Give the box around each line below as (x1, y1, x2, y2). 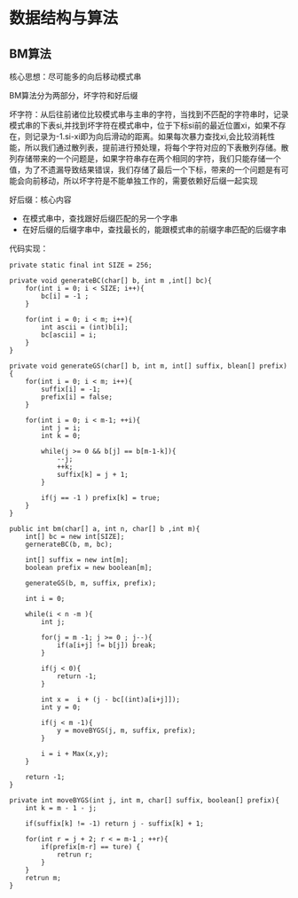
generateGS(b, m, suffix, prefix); (25, 579, 157, 588)
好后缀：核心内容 (9, 194, 72, 205)
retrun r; (56, 850, 93, 859)
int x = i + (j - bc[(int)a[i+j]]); (41, 695, 180, 704)
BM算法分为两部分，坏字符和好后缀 (9, 90, 138, 100)
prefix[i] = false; (41, 393, 114, 402)
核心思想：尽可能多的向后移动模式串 (9, 72, 142, 82)
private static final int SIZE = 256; (9, 261, 153, 269)
